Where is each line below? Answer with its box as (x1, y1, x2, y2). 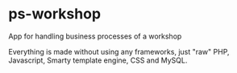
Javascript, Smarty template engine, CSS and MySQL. (8, 55, 188, 65)
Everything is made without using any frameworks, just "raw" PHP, (8, 47, 230, 56)
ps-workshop (8, 5, 102, 23)
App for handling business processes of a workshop (8, 31, 182, 41)
